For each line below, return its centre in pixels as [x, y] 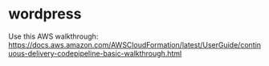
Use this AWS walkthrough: [53, 36]
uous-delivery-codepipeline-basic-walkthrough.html [95, 53]
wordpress [45, 14]
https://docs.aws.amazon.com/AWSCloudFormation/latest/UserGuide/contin [135, 44]
